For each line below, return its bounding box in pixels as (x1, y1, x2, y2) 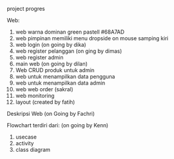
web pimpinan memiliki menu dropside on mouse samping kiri (15, 35, 169, 41)
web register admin (15, 54, 64, 61)
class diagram (15, 146, 50, 153)
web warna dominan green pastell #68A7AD (15, 28, 125, 35)
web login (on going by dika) (15, 41, 86, 48)
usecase (15, 133, 37, 140)
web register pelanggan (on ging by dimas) (15, 47, 122, 55)
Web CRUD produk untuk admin (15, 67, 95, 74)
